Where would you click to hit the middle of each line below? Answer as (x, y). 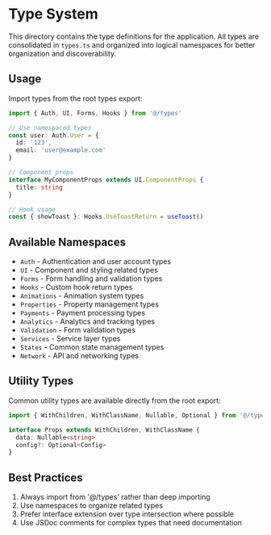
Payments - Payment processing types (83, 313)
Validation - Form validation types (77, 330)
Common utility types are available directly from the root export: (115, 400)
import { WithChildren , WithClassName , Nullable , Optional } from (122, 415)
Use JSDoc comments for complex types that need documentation (131, 523)
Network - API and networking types (79, 356)
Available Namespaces (67, 242)
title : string (39, 187)
